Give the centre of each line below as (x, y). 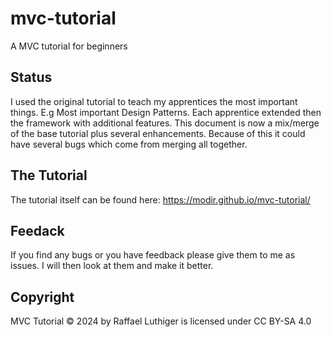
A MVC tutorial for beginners (69, 46)
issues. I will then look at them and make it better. (112, 266)
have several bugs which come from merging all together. (129, 144)
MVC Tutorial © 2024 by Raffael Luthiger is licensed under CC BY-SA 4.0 (161, 321)
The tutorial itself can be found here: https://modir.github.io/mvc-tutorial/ (160, 199)
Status (31, 77)
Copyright (42, 297)
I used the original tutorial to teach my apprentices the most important (154, 101)
